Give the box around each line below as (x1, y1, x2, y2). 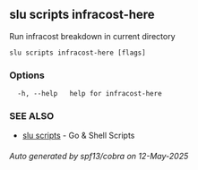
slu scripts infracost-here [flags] (9, 48, 146, 57)
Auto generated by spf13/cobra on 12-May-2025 (9, 151, 189, 161)
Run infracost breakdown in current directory (9, 30, 176, 41)
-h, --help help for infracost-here (17, 89, 163, 98)
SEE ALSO (9, 110, 55, 123)
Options (9, 69, 45, 81)
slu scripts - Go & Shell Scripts (22, 130, 135, 141)
